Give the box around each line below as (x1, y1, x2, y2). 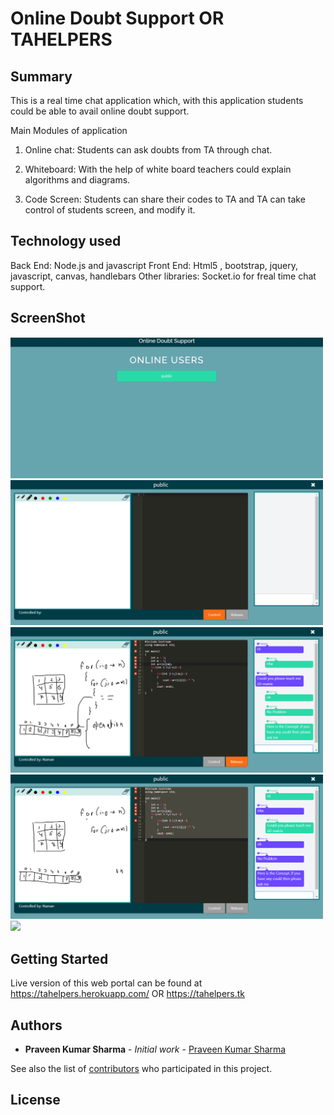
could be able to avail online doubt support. (10, 105, 190, 117)
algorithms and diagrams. (24, 174, 131, 186)
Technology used (10, 233, 122, 250)
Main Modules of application (10, 125, 128, 136)
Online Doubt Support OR (10, 7, 225, 30)
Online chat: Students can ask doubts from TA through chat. (24, 144, 273, 156)
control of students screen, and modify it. (24, 204, 196, 216)
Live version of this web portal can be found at (10, 977, 203, 989)
